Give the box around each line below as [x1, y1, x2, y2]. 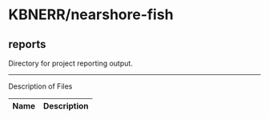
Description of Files [8, 81, 73, 91]
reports [8, 38, 46, 51]
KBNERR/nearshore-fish [8, 6, 174, 24]
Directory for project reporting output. [8, 58, 134, 68]
